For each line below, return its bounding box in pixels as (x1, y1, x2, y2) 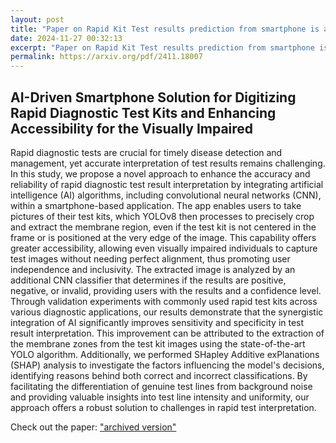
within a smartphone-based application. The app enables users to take (10, 199, 302, 211)
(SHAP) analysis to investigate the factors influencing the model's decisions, (10, 359, 325, 371)
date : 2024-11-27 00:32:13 (10, 33, 123, 43)
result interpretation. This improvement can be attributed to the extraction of (10, 327, 325, 339)
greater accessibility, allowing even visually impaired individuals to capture (10, 242, 318, 254)
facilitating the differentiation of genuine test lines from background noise (10, 380, 313, 392)
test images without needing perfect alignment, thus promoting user (10, 252, 291, 265)
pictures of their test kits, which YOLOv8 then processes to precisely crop (10, 210, 315, 222)
